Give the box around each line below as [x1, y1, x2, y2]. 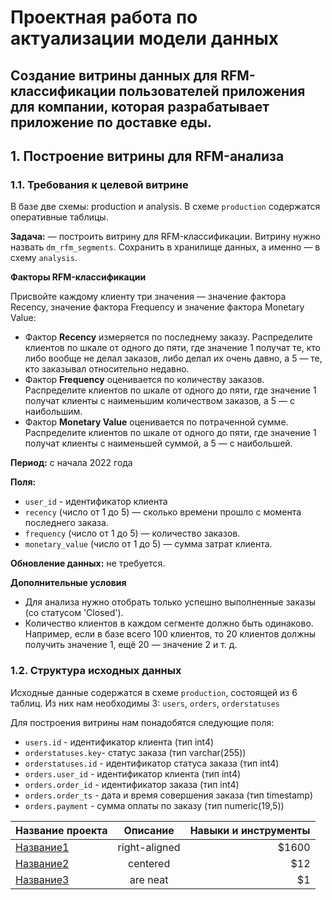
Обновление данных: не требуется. [10, 557, 166, 570]
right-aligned [117, 840, 181, 854]
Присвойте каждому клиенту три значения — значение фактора [10, 291, 287, 303]
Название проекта [15, 823, 108, 837]
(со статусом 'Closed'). [24, 607, 124, 619]
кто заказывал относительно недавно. [24, 363, 190, 375]
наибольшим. [24, 406, 83, 418]
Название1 [15, 840, 70, 854]
